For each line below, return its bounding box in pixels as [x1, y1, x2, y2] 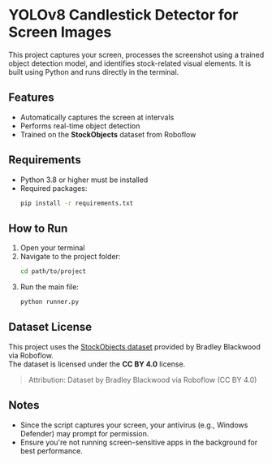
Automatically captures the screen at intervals [19, 112, 175, 122]
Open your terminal [19, 243, 85, 253]
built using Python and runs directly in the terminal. [8, 67, 179, 76]
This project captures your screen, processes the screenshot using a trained [8, 50, 265, 59]
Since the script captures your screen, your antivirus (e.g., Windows [19, 420, 248, 430]
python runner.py [19, 298, 80, 306]
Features [8, 91, 54, 105]
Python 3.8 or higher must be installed [19, 175, 149, 184]
